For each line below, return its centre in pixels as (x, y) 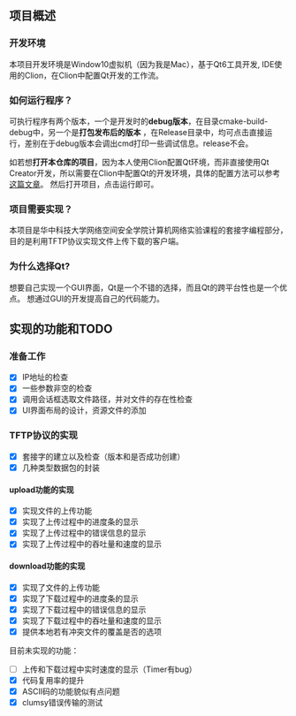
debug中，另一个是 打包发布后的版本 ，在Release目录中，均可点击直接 (137, 132)
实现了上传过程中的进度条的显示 (80, 522)
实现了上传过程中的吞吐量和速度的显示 (91, 544)
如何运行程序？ (41, 100)
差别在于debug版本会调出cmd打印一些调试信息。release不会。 (139, 143)
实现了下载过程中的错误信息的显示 (84, 609)
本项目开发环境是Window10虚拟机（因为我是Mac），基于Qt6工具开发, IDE (142, 64)
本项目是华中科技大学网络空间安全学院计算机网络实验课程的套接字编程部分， (148, 230)
